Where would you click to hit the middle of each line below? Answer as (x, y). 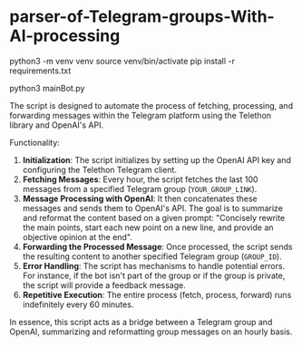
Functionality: (35, 142)
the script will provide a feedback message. (104, 285)
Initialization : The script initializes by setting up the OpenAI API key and (157, 159)
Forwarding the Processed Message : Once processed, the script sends (157, 246)
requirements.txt (40, 71)
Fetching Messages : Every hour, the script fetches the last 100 (140, 179)
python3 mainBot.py (47, 88)
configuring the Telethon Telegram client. (99, 169)
